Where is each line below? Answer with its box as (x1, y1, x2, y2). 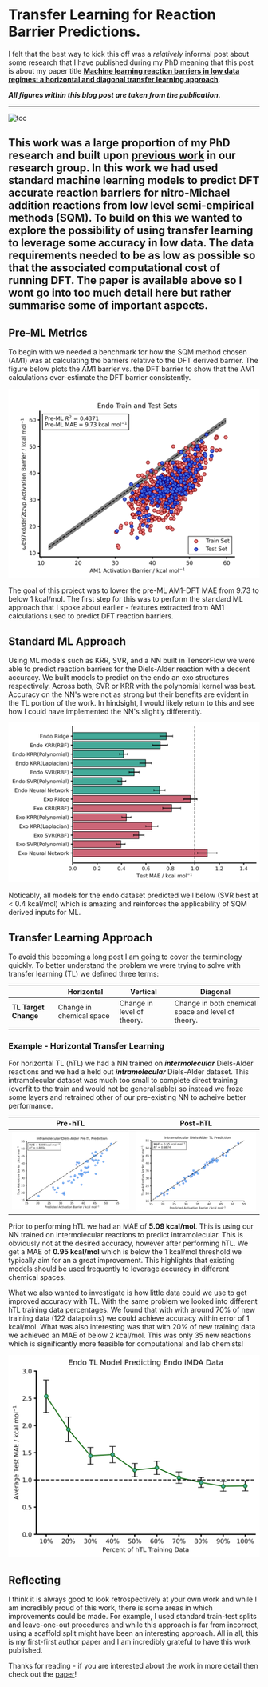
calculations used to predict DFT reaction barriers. (8, 611, 174, 621)
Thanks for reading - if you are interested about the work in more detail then (8, 1661, 258, 1671)
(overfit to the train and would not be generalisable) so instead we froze (8, 1084, 244, 1093)
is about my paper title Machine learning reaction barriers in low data (8, 66, 240, 75)
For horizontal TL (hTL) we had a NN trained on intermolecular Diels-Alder (8, 1058, 254, 1068)
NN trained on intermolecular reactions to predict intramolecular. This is (8, 1229, 243, 1239)
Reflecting (8, 1573, 61, 1587)
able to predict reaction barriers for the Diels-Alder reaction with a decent (8, 664, 250, 674)
